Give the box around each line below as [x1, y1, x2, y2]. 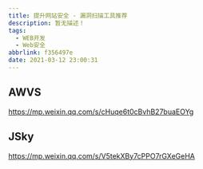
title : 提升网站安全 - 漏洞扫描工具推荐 [8, 11, 128, 20]
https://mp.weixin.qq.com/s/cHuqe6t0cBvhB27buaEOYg [8, 107, 194, 116]
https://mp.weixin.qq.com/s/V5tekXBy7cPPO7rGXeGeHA [8, 151, 196, 160]
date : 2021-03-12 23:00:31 [8, 57, 98, 65]
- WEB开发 [15, 33, 46, 42]
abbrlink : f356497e [8, 49, 74, 57]
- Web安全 [15, 41, 46, 49]
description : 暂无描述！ [8, 19, 86, 27]
